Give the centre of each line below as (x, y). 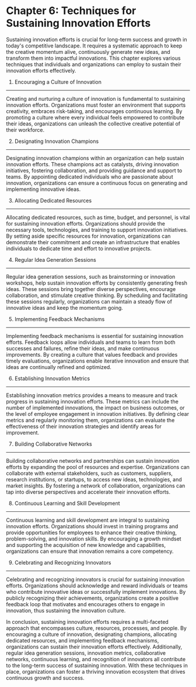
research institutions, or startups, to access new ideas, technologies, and (94, 479)
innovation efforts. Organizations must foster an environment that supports (96, 105)
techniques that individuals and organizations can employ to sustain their (94, 64)
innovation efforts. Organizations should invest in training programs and (92, 526)
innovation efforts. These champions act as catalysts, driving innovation (92, 164)
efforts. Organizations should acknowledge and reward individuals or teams (97, 585)
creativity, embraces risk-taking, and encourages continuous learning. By (94, 111)
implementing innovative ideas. (43, 189)
